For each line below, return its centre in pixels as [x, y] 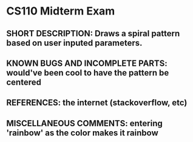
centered [24, 82]
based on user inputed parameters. [74, 43]
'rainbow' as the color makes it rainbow [83, 133]
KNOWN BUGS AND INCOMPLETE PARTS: [87, 63]
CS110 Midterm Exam [61, 11]
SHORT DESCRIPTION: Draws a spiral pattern [93, 34]
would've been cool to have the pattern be [88, 73]
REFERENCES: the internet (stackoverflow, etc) [97, 103]
